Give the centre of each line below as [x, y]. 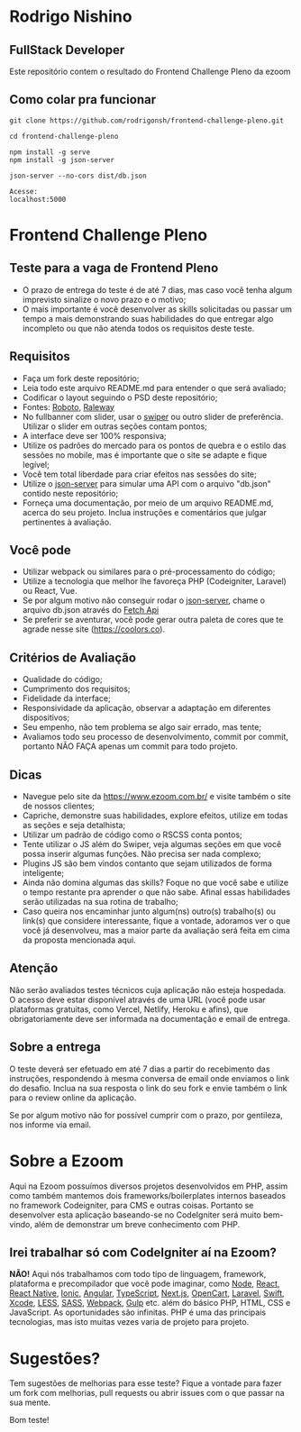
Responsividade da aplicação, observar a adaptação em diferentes [146, 708]
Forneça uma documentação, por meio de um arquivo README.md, [148, 503]
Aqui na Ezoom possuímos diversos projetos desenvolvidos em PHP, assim [149, 1186]
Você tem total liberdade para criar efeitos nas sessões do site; [139, 474]
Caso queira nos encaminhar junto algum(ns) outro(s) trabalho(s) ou [149, 911]
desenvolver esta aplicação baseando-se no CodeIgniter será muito [135, 1215]
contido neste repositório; [70, 493]
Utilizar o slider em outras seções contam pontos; [114, 426]
